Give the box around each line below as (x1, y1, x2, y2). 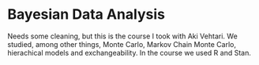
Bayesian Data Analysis (7, 5, 165, 23)
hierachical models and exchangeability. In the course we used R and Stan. (7, 48, 252, 57)
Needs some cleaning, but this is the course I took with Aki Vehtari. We (7, 31, 238, 41)
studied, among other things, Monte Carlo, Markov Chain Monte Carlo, (7, 39, 237, 49)
